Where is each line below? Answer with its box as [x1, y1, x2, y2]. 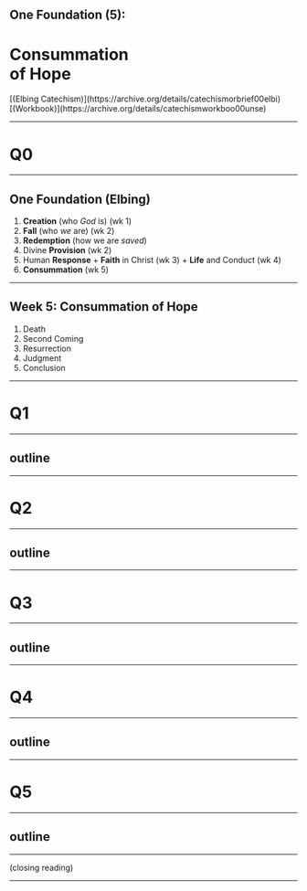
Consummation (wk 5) [22, 264, 110, 275]
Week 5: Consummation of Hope [9, 299, 198, 314]
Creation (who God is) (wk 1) [22, 216, 132, 227]
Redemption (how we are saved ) [22, 235, 148, 246]
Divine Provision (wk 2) [22, 245, 112, 256]
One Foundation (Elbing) [9, 191, 151, 207]
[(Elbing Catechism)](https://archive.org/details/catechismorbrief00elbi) [9, 93, 281, 104]
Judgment [22, 352, 62, 364]
